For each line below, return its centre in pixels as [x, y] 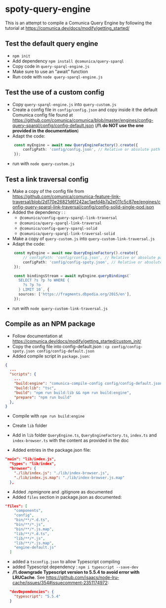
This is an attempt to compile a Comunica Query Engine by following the [79, 23]
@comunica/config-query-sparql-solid [59, 229]
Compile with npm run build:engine [48, 416]
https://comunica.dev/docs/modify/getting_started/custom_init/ [77, 341]
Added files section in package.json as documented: [67, 497]
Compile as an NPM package [50, 324]
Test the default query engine [52, 44]
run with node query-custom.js [43, 164]
